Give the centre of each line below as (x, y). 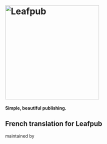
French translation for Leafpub (54, 124)
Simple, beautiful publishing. (36, 108)
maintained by (20, 136)
